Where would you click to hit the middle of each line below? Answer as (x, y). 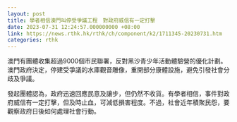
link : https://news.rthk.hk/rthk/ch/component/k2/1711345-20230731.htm (115, 33)
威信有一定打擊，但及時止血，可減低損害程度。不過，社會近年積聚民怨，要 (121, 102)
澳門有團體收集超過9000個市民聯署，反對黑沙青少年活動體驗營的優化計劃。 (117, 61)
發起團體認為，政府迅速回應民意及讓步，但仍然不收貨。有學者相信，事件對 (115, 94)
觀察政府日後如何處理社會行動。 (54, 111)
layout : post (26, 14)
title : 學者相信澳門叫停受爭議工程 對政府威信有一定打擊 (81, 20)
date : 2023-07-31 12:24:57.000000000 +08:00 (74, 27)
